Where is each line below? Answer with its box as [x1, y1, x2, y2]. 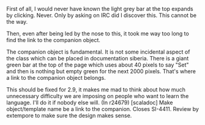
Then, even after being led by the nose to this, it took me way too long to [6, 30, 190, 37]
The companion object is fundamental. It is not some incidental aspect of [6, 48, 190, 55]
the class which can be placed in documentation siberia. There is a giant [6, 55, 189, 62]
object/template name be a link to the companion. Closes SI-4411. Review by [6, 105, 199, 112]
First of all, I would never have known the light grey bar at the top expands [6, 5, 194, 12]
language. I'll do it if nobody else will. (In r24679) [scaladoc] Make [6, 99, 173, 106]
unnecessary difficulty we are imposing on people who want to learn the [6, 93, 189, 99]
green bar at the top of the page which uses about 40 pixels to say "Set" [6, 61, 189, 68]
